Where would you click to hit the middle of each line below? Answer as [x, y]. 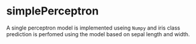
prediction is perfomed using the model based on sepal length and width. [98, 34]
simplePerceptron [53, 11]
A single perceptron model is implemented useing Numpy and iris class [93, 28]
